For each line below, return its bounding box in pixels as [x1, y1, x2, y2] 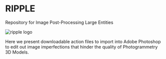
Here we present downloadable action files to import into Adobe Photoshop [5, 38, 161, 45]
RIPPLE [5, 3, 36, 14]
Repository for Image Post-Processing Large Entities [5, 19, 114, 25]
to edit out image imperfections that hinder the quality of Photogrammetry [5, 44, 158, 50]
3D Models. [5, 49, 29, 55]
